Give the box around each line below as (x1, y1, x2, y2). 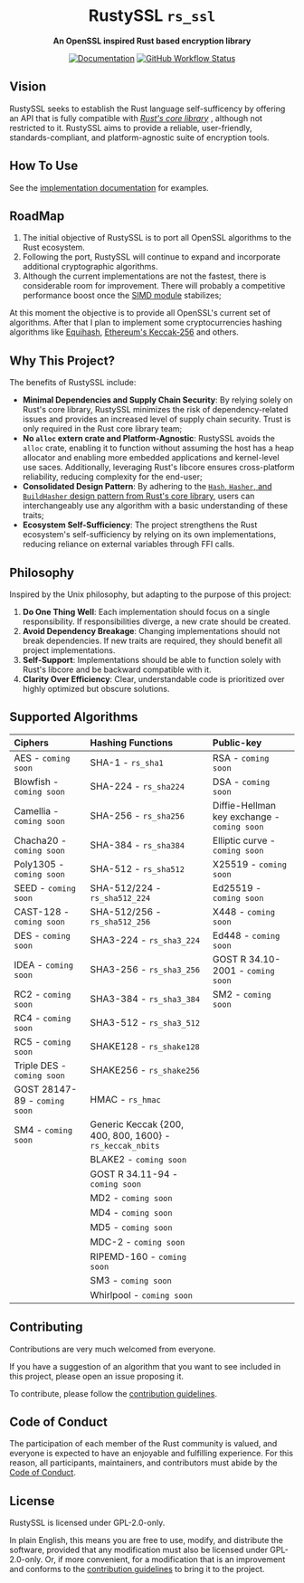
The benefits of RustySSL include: (9, 377, 137, 388)
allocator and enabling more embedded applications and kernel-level (22, 452, 280, 463)
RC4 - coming (14, 1011, 71, 1024)
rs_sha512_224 (90, 893, 151, 903)
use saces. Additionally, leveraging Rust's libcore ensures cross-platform (22, 462, 295, 473)
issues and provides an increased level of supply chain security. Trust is (22, 413, 291, 425)
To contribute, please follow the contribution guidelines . (9, 1388, 217, 1398)
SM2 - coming (212, 988, 271, 1000)
